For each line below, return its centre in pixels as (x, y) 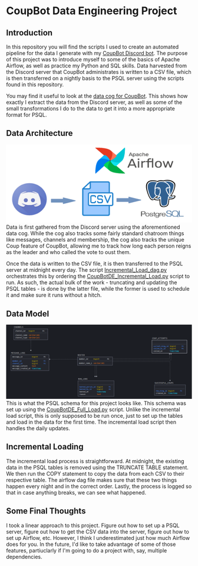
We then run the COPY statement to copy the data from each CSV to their (95, 473)
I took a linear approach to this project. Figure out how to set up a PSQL (93, 525)
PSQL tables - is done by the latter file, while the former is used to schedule (98, 289)
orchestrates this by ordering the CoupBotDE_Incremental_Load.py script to (98, 277)
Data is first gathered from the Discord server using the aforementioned (93, 227)
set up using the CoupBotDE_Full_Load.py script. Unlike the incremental (93, 409)
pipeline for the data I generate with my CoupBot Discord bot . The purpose (97, 53)
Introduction (29, 33)
